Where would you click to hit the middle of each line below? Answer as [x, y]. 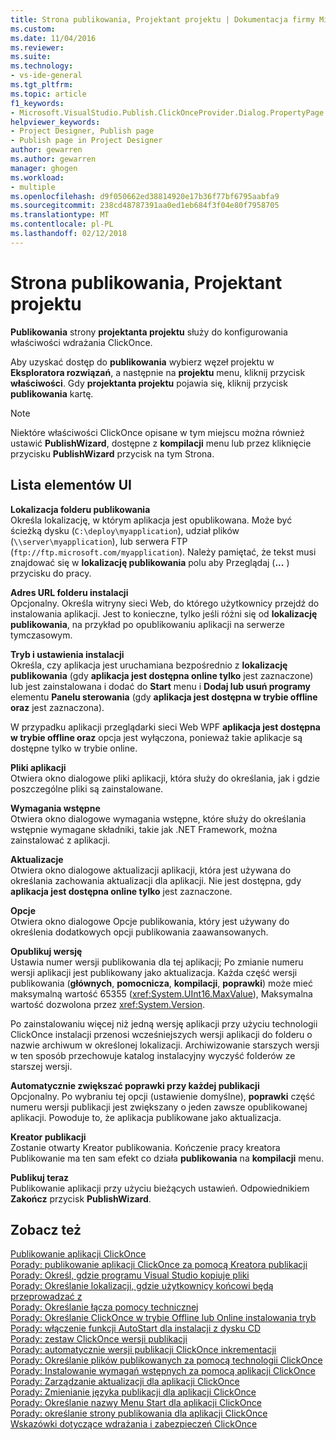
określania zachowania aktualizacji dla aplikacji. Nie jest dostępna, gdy [156, 880]
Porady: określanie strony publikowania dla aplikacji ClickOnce [139, 1413]
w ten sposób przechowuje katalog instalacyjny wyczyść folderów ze [153, 1055]
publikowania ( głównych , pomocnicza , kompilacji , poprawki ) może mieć [161, 983]
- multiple [33, 187]
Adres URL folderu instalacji [69, 592]
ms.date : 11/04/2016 [53, 38]
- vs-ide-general [46, 76]
